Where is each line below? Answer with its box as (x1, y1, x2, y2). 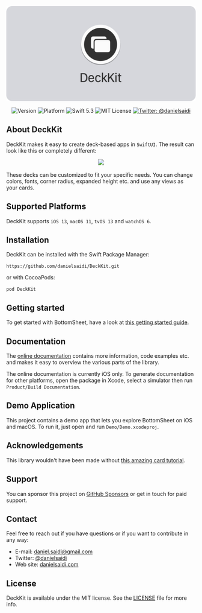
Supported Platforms (6, 202, 87, 212)
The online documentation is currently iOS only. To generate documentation (6, 370, 194, 378)
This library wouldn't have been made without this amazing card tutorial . (6, 456, 185, 464)
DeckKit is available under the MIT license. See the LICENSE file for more (6, 594, 188, 602)
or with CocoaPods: (6, 274, 55, 281)
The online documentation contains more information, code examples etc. (6, 352, 189, 360)
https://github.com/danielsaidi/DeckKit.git (6, 263, 120, 270)
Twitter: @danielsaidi (14, 554, 67, 562)
